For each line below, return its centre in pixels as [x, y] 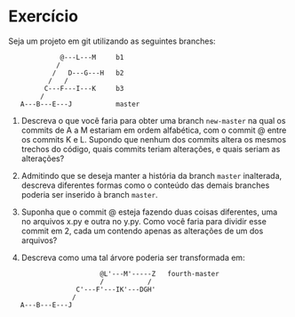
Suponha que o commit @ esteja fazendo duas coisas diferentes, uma [149, 212]
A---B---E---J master [80, 104]
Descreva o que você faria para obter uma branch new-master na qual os [153, 120]
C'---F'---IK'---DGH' [116, 289]
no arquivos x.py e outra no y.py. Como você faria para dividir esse [144, 221]
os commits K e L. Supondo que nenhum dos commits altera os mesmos [153, 139]
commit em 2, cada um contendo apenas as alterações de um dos [142, 231]
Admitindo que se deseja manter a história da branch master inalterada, [151, 175]
